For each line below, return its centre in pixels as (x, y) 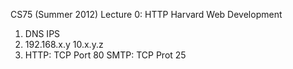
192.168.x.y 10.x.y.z (64, 44)
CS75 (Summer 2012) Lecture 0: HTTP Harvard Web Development (146, 14)
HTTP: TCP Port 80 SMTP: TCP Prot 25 (105, 55)
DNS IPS (42, 33)
